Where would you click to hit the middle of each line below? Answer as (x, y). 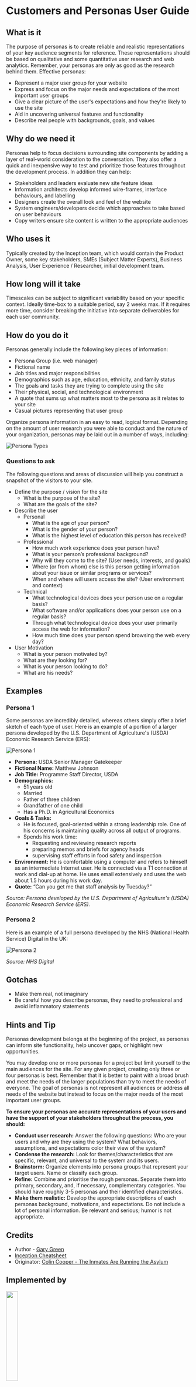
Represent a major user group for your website (71, 83)
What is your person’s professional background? (90, 554)
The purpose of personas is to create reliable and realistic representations (95, 46)
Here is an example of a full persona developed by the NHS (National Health (98, 932)
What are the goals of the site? (60, 504)
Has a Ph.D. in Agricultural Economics (69, 812)
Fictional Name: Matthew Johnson (56, 768)
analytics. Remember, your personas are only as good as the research (90, 65)
